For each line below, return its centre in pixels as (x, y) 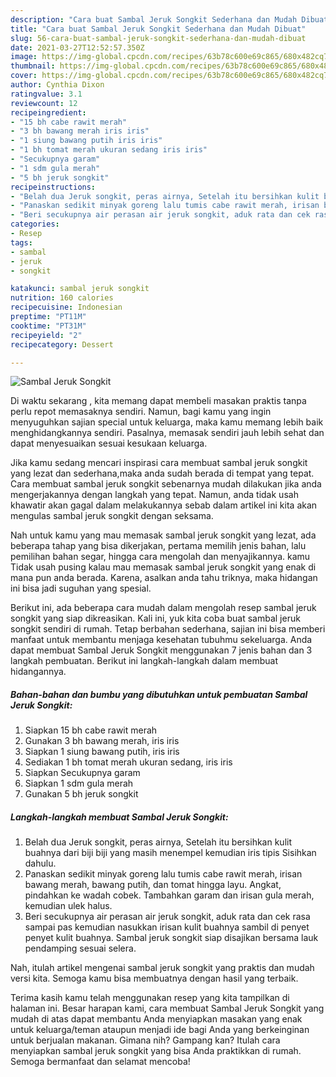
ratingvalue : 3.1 (46, 94)
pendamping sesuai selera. (80, 948)
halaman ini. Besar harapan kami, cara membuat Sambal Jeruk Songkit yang (167, 1008)
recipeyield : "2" (46, 335)
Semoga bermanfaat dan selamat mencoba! (100, 1062)
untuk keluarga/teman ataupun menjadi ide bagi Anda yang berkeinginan (160, 1030)
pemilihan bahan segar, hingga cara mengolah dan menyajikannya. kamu (160, 557)
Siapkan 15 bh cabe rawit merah (91, 730)
